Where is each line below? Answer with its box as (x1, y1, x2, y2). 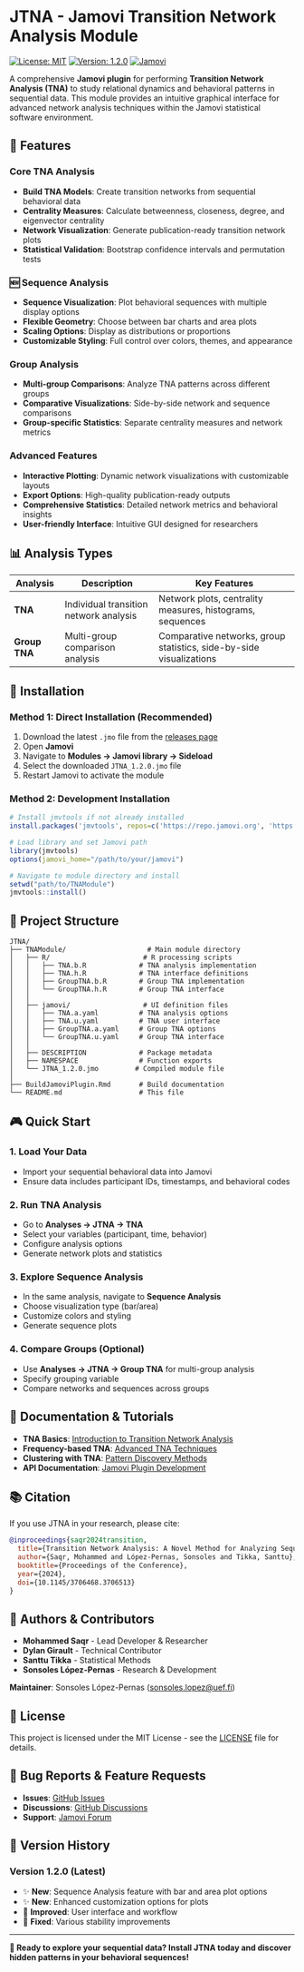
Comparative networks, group (157, 630, 286, 643)
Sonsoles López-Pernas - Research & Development (22, 1664, 217, 1675)
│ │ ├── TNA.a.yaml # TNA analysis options (9, 1009, 229, 1018)
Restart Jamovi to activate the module (22, 770, 165, 781)
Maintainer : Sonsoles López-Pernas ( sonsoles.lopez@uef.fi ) (9, 1682, 235, 1693)
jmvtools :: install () (9, 888, 88, 898)
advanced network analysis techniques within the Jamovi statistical (9, 102, 261, 113)
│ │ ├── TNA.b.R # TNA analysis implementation (9, 961, 257, 970)
